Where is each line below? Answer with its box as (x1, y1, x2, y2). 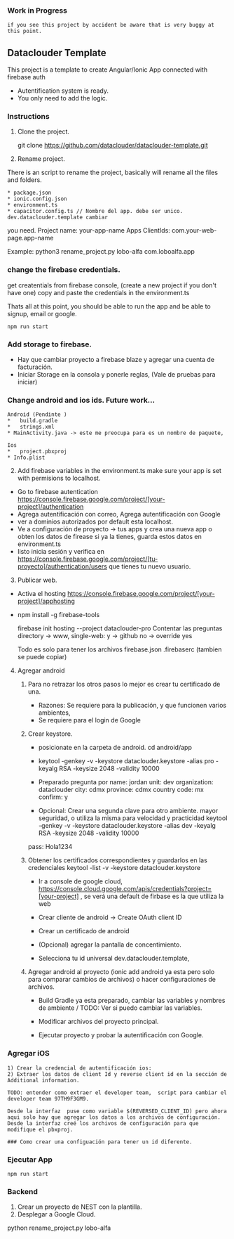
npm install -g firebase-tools (17, 611, 100, 619)
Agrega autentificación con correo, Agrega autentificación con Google (17, 510, 221, 519)
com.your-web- (171, 226, 217, 235)
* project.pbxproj (7, 448, 68, 455)
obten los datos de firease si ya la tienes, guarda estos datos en (17, 533, 202, 541)
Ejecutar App (7, 1155, 53, 1165)
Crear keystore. (27, 729, 73, 738)
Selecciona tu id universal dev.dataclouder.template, (38, 954, 190, 963)
